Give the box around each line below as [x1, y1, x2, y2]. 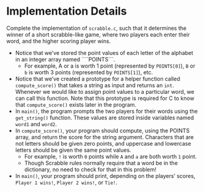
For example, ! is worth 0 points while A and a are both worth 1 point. [24, 152, 197, 160]
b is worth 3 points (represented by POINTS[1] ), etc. [24, 68, 153, 76]
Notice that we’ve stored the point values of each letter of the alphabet [15, 49, 194, 56]
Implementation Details [6, 4, 127, 18]
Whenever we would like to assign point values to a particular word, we [15, 88, 194, 95]
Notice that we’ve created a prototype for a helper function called [15, 75, 180, 82]
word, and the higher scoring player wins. [6, 37, 111, 44]
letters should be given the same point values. [15, 146, 131, 154]
